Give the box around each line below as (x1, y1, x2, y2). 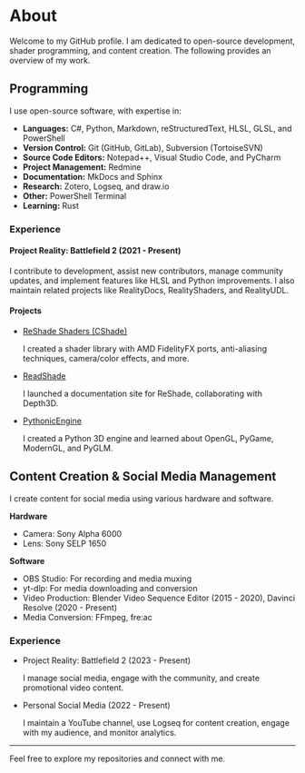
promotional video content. (22, 682, 124, 693)
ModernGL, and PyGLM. (22, 442, 113, 454)
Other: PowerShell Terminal (22, 190, 127, 201)
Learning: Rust (22, 200, 80, 211)
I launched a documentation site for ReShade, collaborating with (22, 388, 263, 400)
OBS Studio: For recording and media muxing (22, 573, 192, 584)
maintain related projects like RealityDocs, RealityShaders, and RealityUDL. (9, 284, 289, 295)
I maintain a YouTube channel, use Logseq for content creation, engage (22, 718, 290, 728)
